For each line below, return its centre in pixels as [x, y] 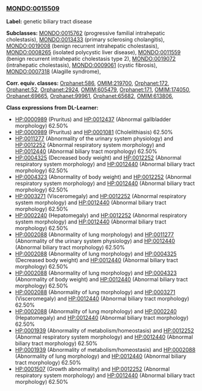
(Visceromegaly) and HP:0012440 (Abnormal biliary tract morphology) [102, 299]
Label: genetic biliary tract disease [49, 22]
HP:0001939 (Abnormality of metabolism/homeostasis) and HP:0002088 [105, 350]
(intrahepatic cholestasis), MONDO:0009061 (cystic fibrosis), [82, 65]
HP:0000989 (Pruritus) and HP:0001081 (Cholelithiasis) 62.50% [94, 132]
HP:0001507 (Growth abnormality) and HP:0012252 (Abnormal [92, 369]
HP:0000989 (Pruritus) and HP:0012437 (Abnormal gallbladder [93, 119]
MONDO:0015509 [33, 8]
